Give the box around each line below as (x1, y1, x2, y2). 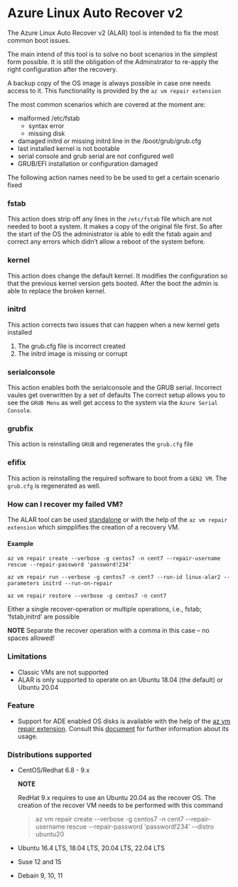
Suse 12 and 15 (17, 858, 62, 866)
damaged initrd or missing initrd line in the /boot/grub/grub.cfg (17, 137, 201, 145)
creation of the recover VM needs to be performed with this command (17, 801, 224, 809)
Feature (7, 700, 35, 710)
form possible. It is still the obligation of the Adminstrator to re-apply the (7, 57, 219, 65)
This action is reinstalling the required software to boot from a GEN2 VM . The (7, 473, 227, 482)
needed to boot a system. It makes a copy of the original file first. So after (7, 222, 223, 231)
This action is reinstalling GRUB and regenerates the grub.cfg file (7, 440, 193, 448)
